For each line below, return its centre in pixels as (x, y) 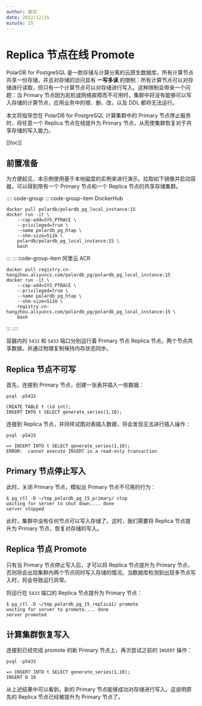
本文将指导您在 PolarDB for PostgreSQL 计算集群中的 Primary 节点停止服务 (99, 116)
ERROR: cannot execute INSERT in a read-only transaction (82, 451)
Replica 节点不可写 (41, 369)
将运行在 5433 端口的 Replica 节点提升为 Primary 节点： (74, 593)
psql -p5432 (21, 396)
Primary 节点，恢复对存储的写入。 (60, 528)
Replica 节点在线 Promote (71, 55)
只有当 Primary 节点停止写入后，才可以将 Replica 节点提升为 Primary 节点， (100, 565)
